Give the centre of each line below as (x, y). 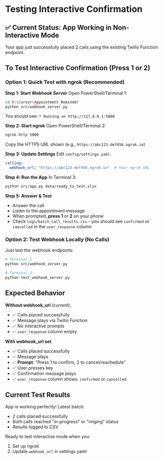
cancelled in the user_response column (52, 227)
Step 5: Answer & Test (29, 196)
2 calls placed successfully (40, 416)
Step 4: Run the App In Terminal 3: (41, 177)
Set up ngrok (26, 446)
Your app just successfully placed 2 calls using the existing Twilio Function (81, 47)
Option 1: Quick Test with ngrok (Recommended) (65, 82)
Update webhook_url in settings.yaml (49, 452)
